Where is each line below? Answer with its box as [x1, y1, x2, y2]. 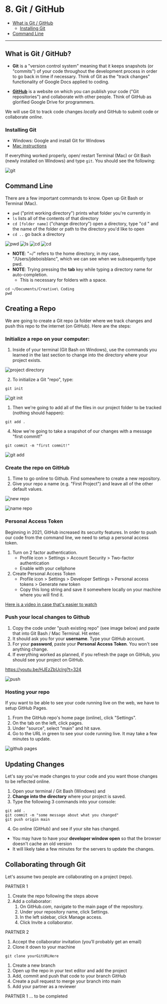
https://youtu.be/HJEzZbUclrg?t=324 [5, 666, 82, 672]
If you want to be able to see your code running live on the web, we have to [5, 700, 160, 706]
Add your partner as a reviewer [12, 983, 77, 989]
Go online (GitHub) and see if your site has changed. [12, 825, 120, 832]
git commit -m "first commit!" [5, 443, 70, 448]
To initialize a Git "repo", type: [12, 376, 74, 382]
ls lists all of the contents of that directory [12, 215, 99, 221]
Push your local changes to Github [5, 614, 90, 621]
